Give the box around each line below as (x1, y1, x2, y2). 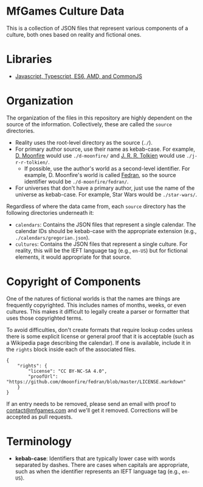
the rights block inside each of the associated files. (6, 345, 136, 353)
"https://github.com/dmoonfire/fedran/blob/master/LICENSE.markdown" (6, 378, 187, 385)
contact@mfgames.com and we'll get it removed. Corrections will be (6, 406, 178, 414)
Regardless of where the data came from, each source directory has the (6, 203, 186, 210)
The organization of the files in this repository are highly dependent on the (6, 114, 193, 121)
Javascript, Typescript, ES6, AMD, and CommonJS (15, 72, 143, 80)
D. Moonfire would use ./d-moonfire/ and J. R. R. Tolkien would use (15, 151, 185, 159)
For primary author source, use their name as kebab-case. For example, (15, 145, 196, 153)
